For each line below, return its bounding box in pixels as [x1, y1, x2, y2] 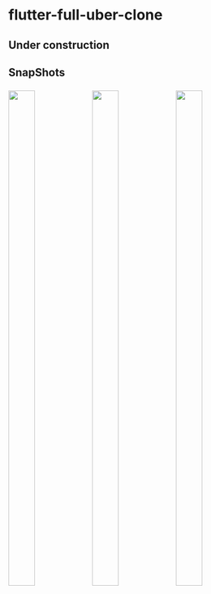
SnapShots [8, 65, 66, 79]
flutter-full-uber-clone [8, 6, 163, 24]
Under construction [8, 38, 110, 52]
